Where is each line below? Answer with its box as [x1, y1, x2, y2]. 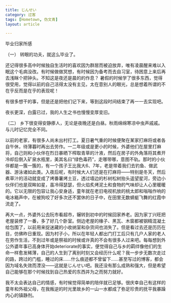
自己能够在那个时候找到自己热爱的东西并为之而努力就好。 [5, 269, 126, 275]
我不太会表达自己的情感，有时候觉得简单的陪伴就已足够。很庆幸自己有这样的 [5, 280, 166, 286]
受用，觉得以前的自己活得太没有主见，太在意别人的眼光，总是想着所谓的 [9, 81, 161, 87]
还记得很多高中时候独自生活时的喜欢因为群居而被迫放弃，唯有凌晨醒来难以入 [5, 62, 166, 69]
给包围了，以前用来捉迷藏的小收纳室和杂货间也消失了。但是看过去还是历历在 [5, 224, 166, 230]
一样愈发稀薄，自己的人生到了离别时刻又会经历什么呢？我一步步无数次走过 [9, 250, 166, 256]
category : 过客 [5, 12, 36, 17]
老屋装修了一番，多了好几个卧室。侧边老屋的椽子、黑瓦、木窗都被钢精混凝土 [5, 218, 166, 224]
